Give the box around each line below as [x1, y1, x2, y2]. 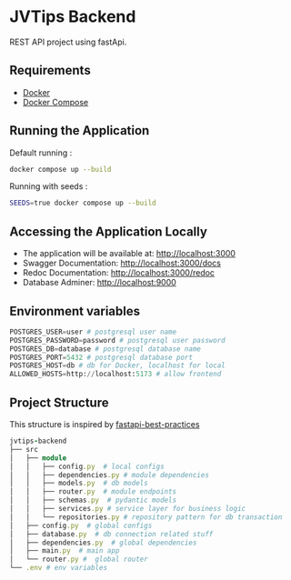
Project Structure [9, 395, 109, 410]
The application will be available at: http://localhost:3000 [22, 248, 236, 259]
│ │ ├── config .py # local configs [9, 462, 166, 471]
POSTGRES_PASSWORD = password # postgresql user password [9, 335, 226, 345]
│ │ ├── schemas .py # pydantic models [9, 495, 177, 505]
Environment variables [9, 303, 141, 319]
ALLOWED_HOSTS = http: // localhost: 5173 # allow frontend [9, 370, 222, 379]
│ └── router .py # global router [9, 555, 148, 565]
